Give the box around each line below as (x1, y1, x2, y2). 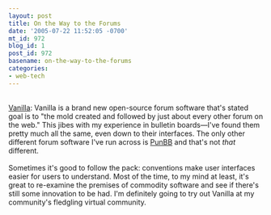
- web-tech (8, 72, 45, 80)
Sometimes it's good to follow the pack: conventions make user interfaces (8, 162, 256, 172)
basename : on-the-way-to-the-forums (8, 57, 132, 65)
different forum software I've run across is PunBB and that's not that (8, 137, 236, 146)
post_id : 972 (8, 49, 53, 57)
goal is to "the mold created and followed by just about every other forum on (8, 111, 264, 121)
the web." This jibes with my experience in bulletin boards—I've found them (8, 120, 260, 129)
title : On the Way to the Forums (8, 19, 121, 27)
